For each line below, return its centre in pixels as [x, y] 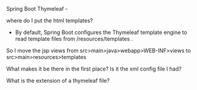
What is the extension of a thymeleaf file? [58, 81]
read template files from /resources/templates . [74, 39]
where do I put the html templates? [50, 20]
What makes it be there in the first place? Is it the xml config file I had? [94, 69]
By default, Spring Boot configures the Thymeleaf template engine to [101, 32]
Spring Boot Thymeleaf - [37, 9]
